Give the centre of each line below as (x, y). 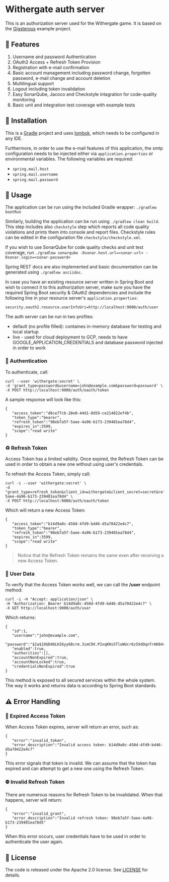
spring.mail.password (35, 180)
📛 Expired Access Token (35, 716)
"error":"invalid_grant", (39, 814)
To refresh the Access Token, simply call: (48, 474)
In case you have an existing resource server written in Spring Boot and (79, 282)
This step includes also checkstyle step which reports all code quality (77, 227)
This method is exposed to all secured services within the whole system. (80, 680)
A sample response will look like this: (43, 399)
